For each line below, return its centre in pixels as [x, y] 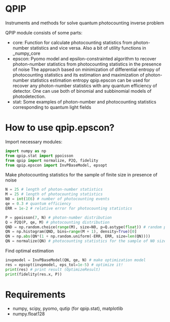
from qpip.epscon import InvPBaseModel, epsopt [56, 165]
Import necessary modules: [34, 141]
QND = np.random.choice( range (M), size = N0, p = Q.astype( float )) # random [83, 227]
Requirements [35, 294]
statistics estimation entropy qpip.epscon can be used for [90, 80]
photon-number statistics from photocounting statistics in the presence [87, 64]
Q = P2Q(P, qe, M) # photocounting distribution [57, 222]
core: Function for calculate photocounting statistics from [72, 42]
